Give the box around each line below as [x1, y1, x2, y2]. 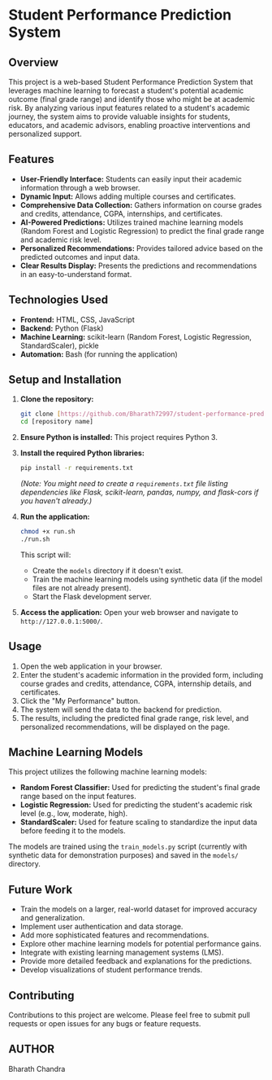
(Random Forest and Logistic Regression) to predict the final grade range [19, 226, 265, 235]
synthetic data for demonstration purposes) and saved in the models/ [8, 850, 239, 860]
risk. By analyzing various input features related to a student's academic [8, 103, 250, 112]
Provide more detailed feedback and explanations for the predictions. [19, 956, 253, 966]
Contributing [8, 988, 75, 1003]
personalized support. [8, 129, 83, 138]
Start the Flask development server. [32, 591, 152, 601]
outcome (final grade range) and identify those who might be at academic [8, 94, 256, 103]
